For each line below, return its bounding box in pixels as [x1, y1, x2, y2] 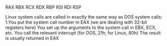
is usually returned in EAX [5, 35, 59, 41]
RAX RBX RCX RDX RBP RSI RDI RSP [5, 4, 82, 10]
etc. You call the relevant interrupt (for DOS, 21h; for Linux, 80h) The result [5, 30, 161, 35]
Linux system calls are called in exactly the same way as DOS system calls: [5, 14, 162, 19]
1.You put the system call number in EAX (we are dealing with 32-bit [5, 19, 147, 25]
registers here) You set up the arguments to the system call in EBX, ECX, [5, 24, 157, 30]
